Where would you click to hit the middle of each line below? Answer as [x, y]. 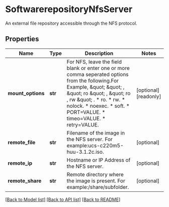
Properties [22, 39]
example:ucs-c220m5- [95, 146]
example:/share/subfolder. [98, 187]
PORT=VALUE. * [86, 112]
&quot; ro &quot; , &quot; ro [99, 93]
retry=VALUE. [83, 124]
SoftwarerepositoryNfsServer [69, 9]
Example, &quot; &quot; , [96, 87]
